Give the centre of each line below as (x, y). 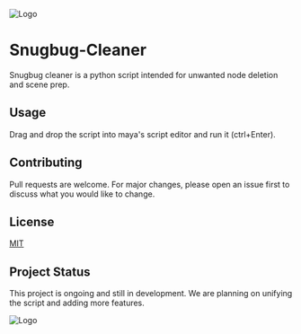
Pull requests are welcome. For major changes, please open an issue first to (150, 184)
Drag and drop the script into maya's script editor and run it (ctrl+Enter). (142, 134)
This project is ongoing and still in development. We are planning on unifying (151, 294)
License (32, 221)
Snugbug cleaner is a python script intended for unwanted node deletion (144, 75)
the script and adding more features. (77, 303)
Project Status (50, 272)
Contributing (46, 163)
